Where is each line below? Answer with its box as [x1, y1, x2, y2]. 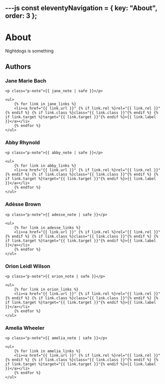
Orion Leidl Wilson [5, 262, 51, 269]
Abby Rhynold [5, 139, 40, 146]
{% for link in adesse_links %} [14, 225, 81, 230]
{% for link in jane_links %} [14, 102, 77, 107]
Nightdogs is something [5, 48, 54, 54]
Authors [5, 62, 31, 71]
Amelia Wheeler [5, 324, 45, 331]
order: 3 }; [5, 12, 37, 20]
